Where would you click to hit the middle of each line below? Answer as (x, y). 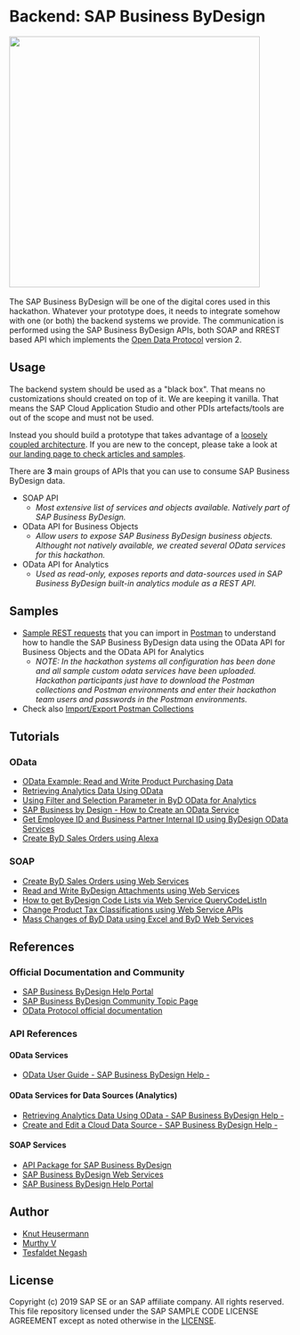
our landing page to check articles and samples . (97, 453)
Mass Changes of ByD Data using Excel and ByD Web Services (138, 919)
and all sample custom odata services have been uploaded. (146, 670)
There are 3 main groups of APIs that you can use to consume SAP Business (150, 471)
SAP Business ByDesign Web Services (93, 1174)
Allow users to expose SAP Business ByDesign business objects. (154, 535)
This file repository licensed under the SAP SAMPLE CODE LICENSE (134, 1311)
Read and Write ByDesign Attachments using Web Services (131, 891)
